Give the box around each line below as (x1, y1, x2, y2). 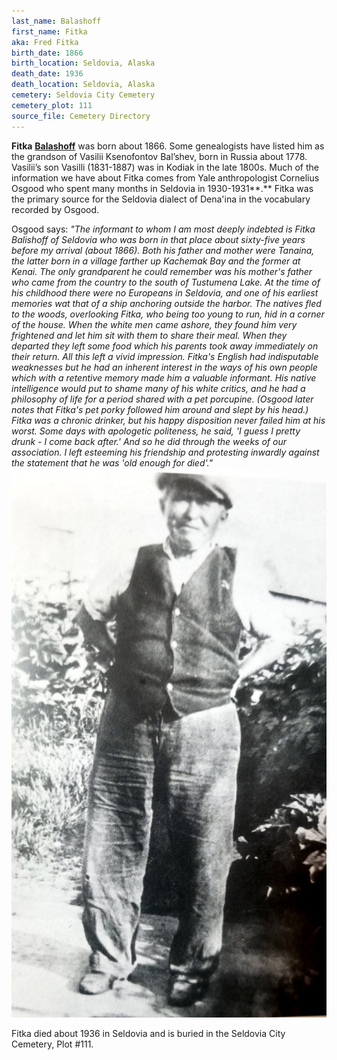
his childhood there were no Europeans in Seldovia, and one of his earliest (11, 286, 319, 299)
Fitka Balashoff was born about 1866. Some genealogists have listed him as (11, 140, 325, 152)
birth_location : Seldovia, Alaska (11, 58, 156, 69)
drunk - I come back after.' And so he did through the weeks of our (11, 435, 287, 447)
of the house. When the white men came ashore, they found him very (11, 318, 298, 330)
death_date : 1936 (11, 69, 84, 79)
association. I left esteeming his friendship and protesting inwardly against (11, 446, 320, 458)
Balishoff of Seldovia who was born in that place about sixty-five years (11, 233, 306, 245)
